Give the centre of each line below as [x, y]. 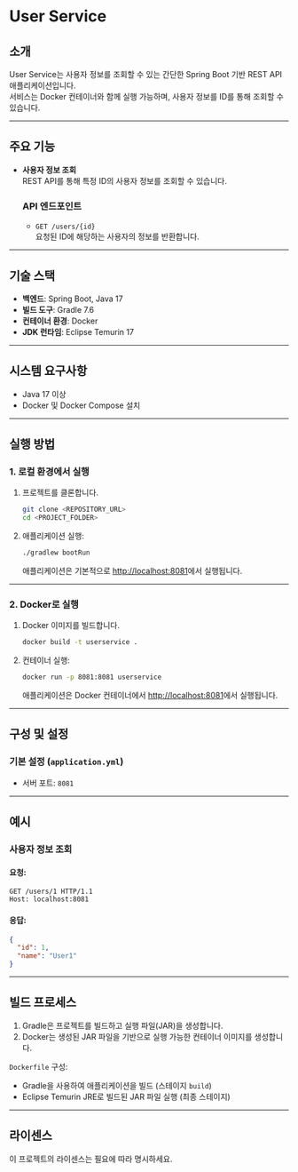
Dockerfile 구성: [39, 1066]
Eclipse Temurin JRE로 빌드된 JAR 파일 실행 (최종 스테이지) [126, 1096]
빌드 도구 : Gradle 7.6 [58, 309]
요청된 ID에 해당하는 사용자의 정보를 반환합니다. [117, 236]
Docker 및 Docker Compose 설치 [81, 405]
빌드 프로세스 [43, 1003]
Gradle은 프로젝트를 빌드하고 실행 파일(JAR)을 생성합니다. [122, 1025]
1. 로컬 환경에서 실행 [50, 472]
